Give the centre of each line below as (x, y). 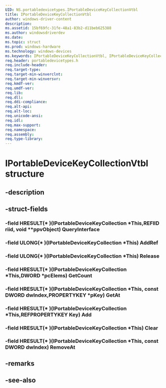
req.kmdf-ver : (20, 83)
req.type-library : (24, 139)
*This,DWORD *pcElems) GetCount (49, 275)
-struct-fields (26, 209)
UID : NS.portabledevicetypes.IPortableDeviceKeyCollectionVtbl (72, 10)
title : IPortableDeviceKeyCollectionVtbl (48, 14)
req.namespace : (21, 129)
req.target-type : (23, 70)
